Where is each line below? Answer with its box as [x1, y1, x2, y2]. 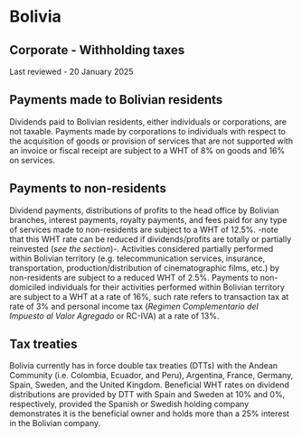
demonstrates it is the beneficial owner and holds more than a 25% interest [9, 408, 289, 419]
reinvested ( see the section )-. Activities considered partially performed [9, 243, 274, 254]
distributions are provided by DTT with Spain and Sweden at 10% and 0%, [9, 389, 286, 400]
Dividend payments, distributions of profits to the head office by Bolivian [9, 205, 279, 216]
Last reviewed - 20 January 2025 [9, 66, 134, 77]
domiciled [9, 282, 47, 293]
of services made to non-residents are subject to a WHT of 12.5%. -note [9, 224, 278, 235]
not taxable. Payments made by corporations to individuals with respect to [9, 126, 287, 136]
